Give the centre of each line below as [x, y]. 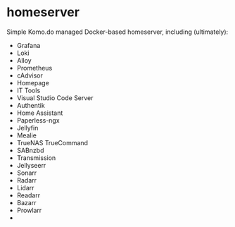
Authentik [31, 105]
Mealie [26, 135]
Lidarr [25, 188]
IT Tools [28, 90]
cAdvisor [30, 75]
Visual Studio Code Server [55, 98]
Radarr [26, 180]
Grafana [28, 45]
